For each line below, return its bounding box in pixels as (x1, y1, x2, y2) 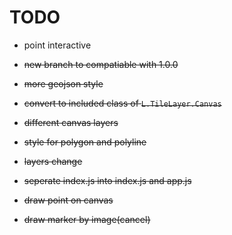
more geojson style (23, 77, 104, 90)
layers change (23, 155, 83, 167)
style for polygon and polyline (23, 136, 147, 148)
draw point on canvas (23, 194, 114, 206)
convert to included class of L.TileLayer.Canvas (23, 97, 222, 109)
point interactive (23, 39, 92, 51)
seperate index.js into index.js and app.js (23, 174, 192, 186)
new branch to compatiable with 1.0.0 (23, 58, 179, 70)
